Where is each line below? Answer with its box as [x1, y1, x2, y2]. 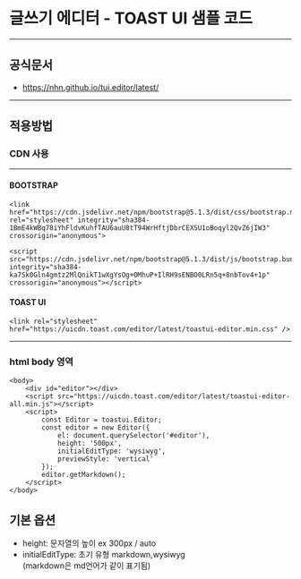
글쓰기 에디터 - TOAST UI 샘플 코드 [9, 8, 254, 29]
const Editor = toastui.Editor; [41, 415, 163, 425]
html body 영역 [9, 355, 74, 368]
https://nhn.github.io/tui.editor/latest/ [21, 81, 159, 92]
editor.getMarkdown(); [41, 471, 126, 480]
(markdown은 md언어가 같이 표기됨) [21, 560, 151, 571]
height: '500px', [56, 439, 123, 448]
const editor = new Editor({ [41, 423, 150, 432]
